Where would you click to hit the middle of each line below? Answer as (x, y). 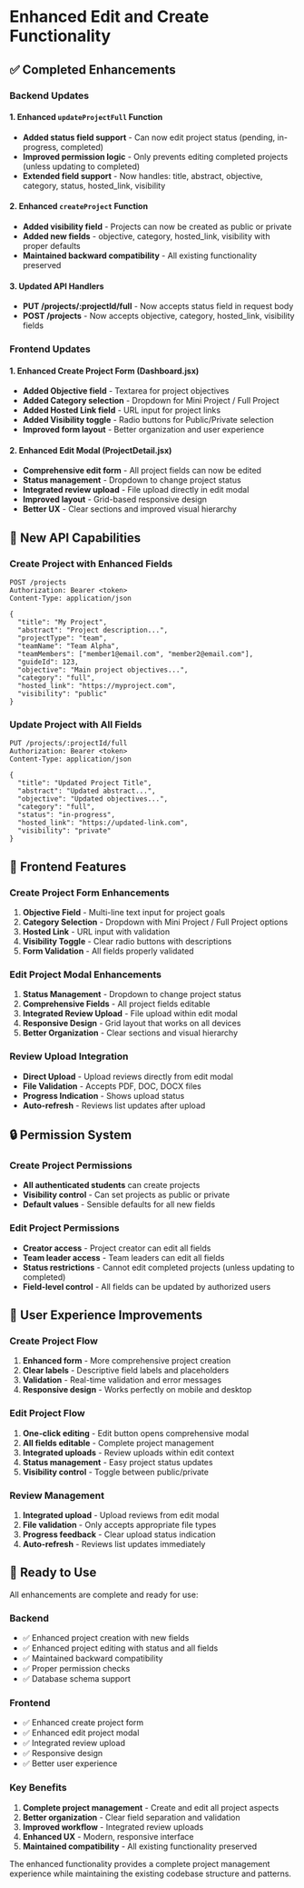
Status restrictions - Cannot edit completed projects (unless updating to (158, 1267)
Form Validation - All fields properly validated (108, 951)
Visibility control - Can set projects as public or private (126, 1195)
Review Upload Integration (69, 1056)
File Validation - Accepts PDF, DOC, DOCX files (112, 1086)
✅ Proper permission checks (76, 1669)
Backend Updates (49, 95)
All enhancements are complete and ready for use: (104, 1594)
